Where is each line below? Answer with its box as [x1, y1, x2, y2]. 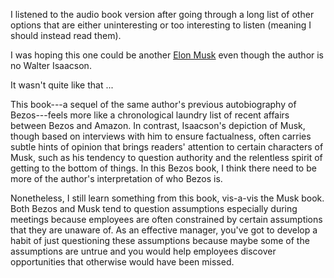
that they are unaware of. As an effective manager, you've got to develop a [10, 224, 318, 236]
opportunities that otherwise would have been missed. [10, 256, 235, 268]
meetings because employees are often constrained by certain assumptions [10, 214, 323, 225]
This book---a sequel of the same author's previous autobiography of [10, 99, 297, 110]
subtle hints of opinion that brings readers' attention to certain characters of [10, 141, 324, 153]
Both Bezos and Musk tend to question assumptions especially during [10, 203, 298, 214]
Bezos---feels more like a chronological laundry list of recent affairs [10, 109, 290, 121]
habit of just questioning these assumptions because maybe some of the [10, 235, 310, 246]
